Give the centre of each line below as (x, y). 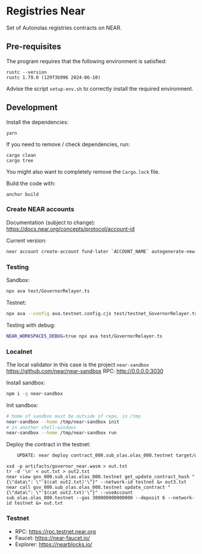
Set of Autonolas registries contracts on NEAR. (64, 28)
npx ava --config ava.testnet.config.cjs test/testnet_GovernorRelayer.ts (102, 313)
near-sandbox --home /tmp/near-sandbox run (62, 433)
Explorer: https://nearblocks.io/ (54, 544)
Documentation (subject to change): (51, 222)
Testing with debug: (31, 325)
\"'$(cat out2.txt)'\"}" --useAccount (84, 493)
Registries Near (46, 11)
